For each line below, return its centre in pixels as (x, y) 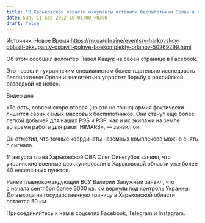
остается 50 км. (27, 202)
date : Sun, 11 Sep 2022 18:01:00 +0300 (57, 18)
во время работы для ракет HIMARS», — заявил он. (74, 127)
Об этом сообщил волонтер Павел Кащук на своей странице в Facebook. (102, 59)
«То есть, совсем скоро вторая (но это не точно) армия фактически (95, 108)
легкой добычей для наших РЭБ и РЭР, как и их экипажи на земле (93, 120)
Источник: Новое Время (38, 41)
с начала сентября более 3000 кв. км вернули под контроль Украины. (98, 188)
